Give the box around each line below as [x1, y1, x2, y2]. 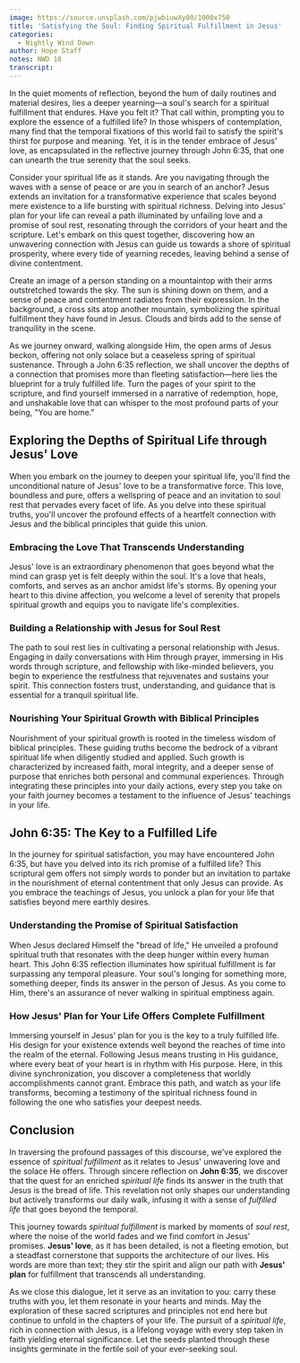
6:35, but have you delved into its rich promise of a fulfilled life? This [9, 859, 261, 869]
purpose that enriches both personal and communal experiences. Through [9, 771, 285, 782]
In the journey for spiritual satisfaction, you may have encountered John [9, 849, 275, 860]
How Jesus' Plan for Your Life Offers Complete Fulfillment [9, 1009, 266, 1022]
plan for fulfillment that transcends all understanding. [9, 1269, 206, 1280]
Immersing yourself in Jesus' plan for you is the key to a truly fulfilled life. [9, 1029, 279, 1041]
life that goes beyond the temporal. [9, 1203, 139, 1214]
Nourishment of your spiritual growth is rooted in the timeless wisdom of [9, 732, 276, 743]
